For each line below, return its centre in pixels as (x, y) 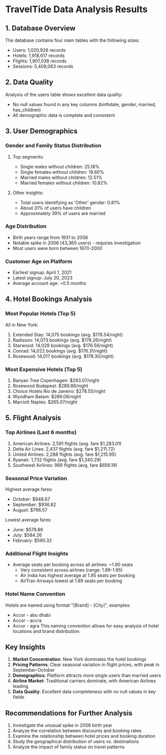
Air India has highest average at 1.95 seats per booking (78, 576)
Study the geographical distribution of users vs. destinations (76, 742)
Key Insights (25, 647)
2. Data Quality (29, 82)
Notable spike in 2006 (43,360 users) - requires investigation (77, 243)
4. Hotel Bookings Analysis (49, 299)
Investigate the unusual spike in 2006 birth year (62, 726)
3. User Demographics (41, 131)
